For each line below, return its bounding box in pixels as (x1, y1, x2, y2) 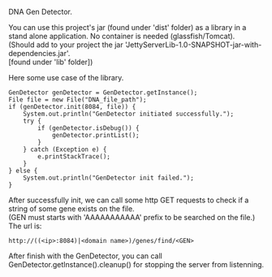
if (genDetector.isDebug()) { (37, 124, 140, 132)
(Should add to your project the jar (8, 40, 123, 50)
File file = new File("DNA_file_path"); (8, 96, 148, 104)
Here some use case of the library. (8, 73, 124, 82)
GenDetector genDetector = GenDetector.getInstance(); (8, 89, 198, 97)
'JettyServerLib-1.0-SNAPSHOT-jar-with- (124, 40, 262, 50)
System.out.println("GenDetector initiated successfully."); (23, 110, 234, 118)
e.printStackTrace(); (37, 153, 111, 161)
